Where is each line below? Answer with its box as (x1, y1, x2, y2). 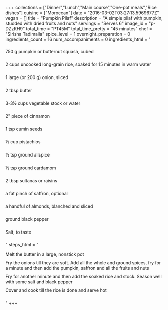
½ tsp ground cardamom (5, 165, 56, 171)
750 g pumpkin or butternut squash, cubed (5, 49, 94, 54)
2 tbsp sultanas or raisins (5, 178, 58, 183)
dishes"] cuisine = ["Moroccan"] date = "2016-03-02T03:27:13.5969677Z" (5, 10, 159, 16)
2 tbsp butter (5, 88, 32, 93)
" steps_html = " (5, 242, 39, 247)
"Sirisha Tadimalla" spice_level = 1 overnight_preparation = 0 (5, 31, 131, 37)
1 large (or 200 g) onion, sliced (5, 74, 69, 80)
